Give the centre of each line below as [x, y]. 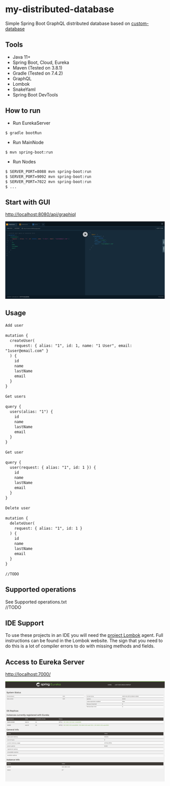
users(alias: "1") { [31, 412]
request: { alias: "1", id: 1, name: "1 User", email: [73, 346]
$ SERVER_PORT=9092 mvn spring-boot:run [49, 177]
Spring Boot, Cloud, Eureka [41, 62]
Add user [14, 325]
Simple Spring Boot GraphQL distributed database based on [68, 23]
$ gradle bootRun [24, 133]
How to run [23, 111]
